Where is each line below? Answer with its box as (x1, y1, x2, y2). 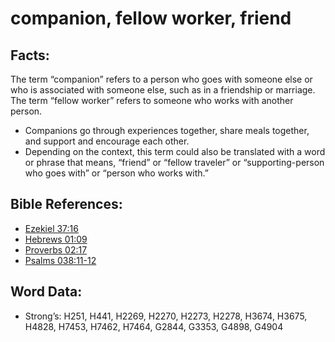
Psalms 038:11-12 (24, 254, 97, 266)
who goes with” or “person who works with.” (24, 167, 209, 179)
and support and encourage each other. (24, 135, 190, 147)
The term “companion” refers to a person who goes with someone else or (10, 73, 313, 85)
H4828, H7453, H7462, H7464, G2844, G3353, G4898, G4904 (24, 320, 284, 332)
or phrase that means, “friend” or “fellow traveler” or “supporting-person (24, 157, 325, 168)
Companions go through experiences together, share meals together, (24, 125, 310, 136)
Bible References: (10, 196, 123, 213)
